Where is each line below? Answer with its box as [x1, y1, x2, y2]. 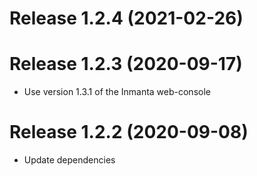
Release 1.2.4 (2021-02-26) [9, 7, 244, 30]
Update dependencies [23, 154, 116, 166]
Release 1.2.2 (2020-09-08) [9, 121, 249, 144]
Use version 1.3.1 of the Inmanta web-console [23, 86, 211, 98]
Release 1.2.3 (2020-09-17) [9, 53, 243, 76]
